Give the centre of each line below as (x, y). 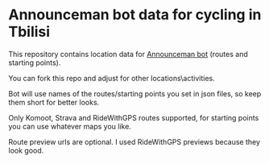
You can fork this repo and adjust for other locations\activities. (112, 78)
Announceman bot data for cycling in (135, 15)
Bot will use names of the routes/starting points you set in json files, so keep (135, 93)
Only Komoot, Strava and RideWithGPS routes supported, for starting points (134, 117)
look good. (26, 150)
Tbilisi (29, 32)
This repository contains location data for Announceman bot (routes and (128, 54)
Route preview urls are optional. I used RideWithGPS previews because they (134, 141)
